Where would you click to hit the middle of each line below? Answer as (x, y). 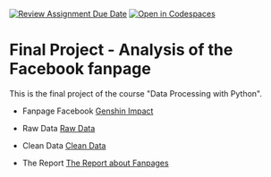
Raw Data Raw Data (59, 128)
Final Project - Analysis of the (121, 50)
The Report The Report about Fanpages (95, 163)
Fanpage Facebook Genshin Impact (88, 111)
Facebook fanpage (80, 69)
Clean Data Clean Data (64, 145)
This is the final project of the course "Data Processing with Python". (135, 93)
